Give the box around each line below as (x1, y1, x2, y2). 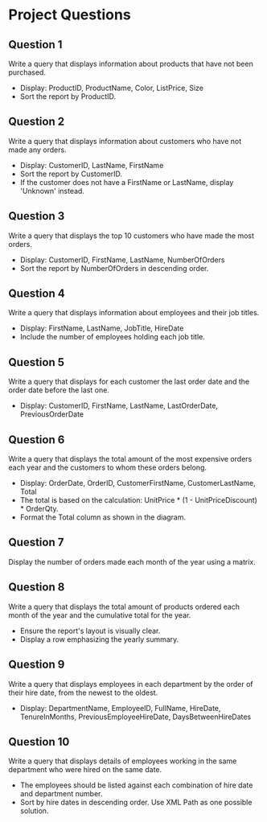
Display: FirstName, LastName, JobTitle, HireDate (19, 323, 184, 333)
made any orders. (8, 145, 67, 154)
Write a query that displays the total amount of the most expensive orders (8, 454, 253, 464)
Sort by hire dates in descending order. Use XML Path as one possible (19, 798, 253, 808)
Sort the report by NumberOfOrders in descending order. (19, 263, 209, 273)
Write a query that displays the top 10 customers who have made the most (8, 231, 255, 240)
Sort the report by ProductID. (19, 92, 117, 101)
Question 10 (8, 734, 70, 749)
